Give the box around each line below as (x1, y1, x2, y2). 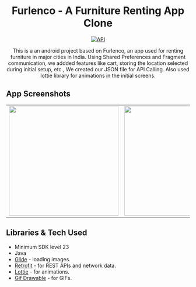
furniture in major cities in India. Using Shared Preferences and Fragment (10, 53, 185, 60)
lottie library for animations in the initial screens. (40, 72, 156, 79)
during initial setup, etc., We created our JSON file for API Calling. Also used (6, 65, 190, 72)
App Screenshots (6, 89, 71, 99)
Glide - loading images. (14, 255, 71, 262)
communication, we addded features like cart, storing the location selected (8, 60, 188, 67)
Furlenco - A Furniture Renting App (11, 4, 185, 18)
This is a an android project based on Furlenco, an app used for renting (12, 47, 184, 54)
